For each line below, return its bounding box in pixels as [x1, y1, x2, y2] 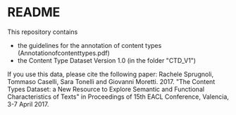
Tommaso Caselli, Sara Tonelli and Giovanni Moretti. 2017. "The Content [7, 77, 216, 85]
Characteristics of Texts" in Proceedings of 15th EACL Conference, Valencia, [7, 92, 229, 101]
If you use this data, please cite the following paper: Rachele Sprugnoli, [7, 70, 214, 78]
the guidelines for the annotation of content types [17, 41, 162, 49]
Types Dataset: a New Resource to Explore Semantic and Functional [7, 85, 205, 93]
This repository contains [7, 28, 78, 36]
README [7, 4, 61, 20]
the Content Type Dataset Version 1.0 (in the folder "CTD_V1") [17, 56, 196, 64]
